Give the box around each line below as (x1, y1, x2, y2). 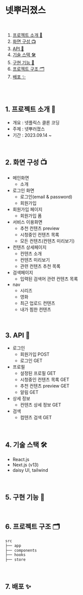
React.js (12, 457, 30, 463)
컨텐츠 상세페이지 (12, 244, 47, 250)
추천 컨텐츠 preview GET (20, 383, 69, 389)
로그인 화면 (12, 187, 35, 193)
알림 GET (20, 389, 39, 395)
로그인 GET (20, 358, 43, 364)
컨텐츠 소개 (20, 251, 42, 257)
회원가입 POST (20, 352, 50, 358)
